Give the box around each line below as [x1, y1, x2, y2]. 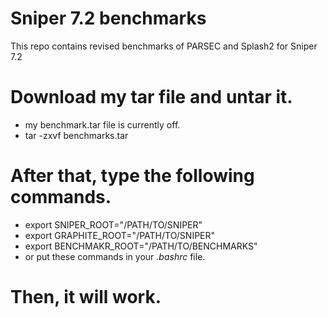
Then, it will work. [10, 286, 162, 308]
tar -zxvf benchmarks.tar [24, 129, 129, 141]
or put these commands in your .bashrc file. [24, 250, 206, 262]
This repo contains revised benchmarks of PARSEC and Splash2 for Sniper [10, 40, 318, 52]
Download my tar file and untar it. [10, 86, 293, 109]
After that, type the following [10, 165, 255, 187]
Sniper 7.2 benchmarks [10, 7, 207, 30]
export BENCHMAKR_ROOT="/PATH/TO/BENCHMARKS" [24, 240, 258, 252]
